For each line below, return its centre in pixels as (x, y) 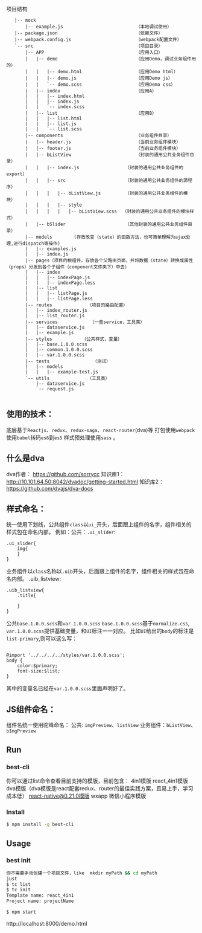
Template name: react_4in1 (40, 896)
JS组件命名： (31, 709)
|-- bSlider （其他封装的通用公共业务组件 (112, 224)
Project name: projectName (40, 901)
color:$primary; (38, 666)
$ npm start (21, 912)
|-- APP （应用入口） (94, 53)
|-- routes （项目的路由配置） (76, 305)
